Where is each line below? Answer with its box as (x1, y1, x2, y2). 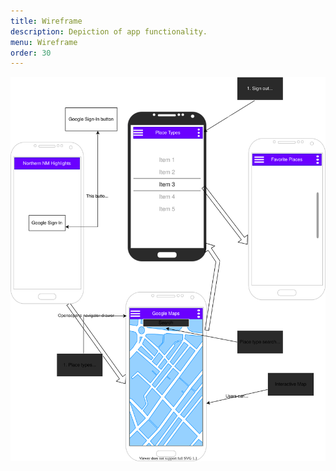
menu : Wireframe (10, 37, 78, 47)
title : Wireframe (10, 16, 83, 26)
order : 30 (10, 48, 52, 58)
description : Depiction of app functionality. (10, 26, 208, 37)
